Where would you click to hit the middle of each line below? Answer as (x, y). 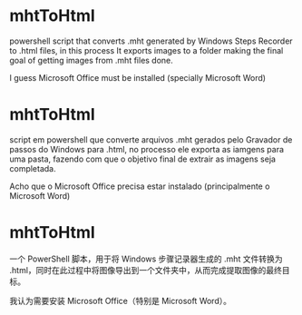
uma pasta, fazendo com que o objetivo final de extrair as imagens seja (143, 159)
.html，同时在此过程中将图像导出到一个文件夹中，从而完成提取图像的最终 (146, 270)
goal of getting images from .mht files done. (92, 60)
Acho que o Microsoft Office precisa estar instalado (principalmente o (140, 186)
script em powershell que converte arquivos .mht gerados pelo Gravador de (151, 139)
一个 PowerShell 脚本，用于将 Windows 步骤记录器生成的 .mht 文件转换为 (146, 259)
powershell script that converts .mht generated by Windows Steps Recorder (151, 41)
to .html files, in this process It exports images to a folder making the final (146, 50)
